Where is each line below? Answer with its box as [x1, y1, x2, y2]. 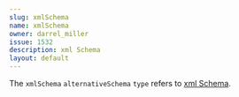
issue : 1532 [9, 37, 53, 47]
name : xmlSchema [9, 21, 69, 30]
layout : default [9, 54, 69, 63]
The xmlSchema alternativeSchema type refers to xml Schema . [9, 78, 232, 88]
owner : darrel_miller [9, 29, 89, 38]
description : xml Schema [9, 46, 101, 55]
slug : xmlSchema [9, 12, 69, 22]
